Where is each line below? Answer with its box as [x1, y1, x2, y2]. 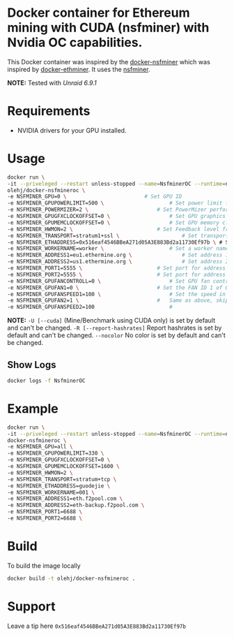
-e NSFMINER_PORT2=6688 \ [7, 515, 82, 522]
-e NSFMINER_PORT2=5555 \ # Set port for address [7, 271, 226, 278]
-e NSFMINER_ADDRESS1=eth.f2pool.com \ [7, 495, 123, 502]
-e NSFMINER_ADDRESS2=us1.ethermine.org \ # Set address [7, 258, 223, 265]
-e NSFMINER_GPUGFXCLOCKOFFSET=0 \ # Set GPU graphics [7, 213, 226, 220]
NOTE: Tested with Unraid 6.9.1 [7, 78, 97, 87]
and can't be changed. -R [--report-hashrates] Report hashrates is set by [7, 323, 222, 332]
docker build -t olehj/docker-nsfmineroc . [7, 575, 136, 582]
